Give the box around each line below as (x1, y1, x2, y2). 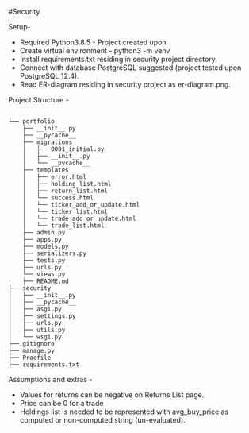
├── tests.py (22, 257, 66, 265)
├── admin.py (22, 229, 66, 237)
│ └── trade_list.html (22, 222, 105, 230)
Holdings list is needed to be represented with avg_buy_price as (19, 407, 229, 416)
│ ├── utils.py (8, 326, 66, 334)
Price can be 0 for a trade (19, 399, 104, 408)
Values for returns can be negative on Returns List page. (19, 390, 205, 400)
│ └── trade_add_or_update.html (22, 215, 136, 222)
